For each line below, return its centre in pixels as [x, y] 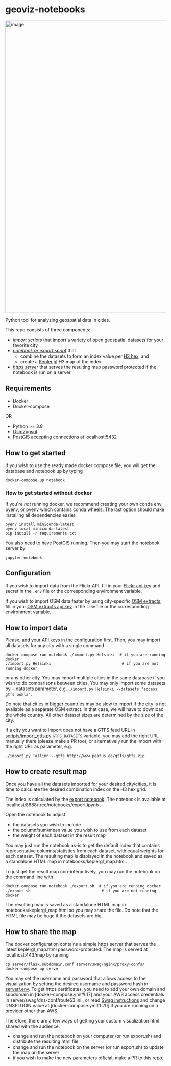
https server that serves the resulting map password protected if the [84, 367]
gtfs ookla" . [19, 694]
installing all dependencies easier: [41, 515]
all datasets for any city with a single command [55, 646]
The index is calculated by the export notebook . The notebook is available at [86, 799]
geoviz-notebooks [45, 9]
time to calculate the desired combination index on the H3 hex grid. [76, 789]
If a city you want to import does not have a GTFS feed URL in [70, 730]
